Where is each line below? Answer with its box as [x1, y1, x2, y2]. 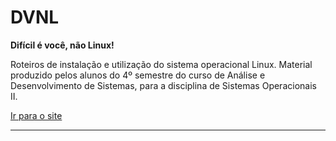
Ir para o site [10, 109, 63, 121]
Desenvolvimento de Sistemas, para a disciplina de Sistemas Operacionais [10, 79, 317, 91]
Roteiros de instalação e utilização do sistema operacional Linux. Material [10, 58, 313, 70]
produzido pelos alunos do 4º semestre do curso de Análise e [10, 69, 266, 81]
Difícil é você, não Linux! [10, 39, 115, 51]
